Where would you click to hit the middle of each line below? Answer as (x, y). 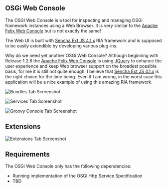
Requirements (27, 154)
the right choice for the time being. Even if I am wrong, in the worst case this (83, 76)
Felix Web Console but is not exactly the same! (53, 31)
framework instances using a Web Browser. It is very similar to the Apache (82, 25)
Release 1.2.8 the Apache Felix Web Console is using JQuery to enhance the (83, 61)
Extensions (23, 127)
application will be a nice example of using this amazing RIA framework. (79, 82)
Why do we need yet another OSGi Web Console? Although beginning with (82, 55)
